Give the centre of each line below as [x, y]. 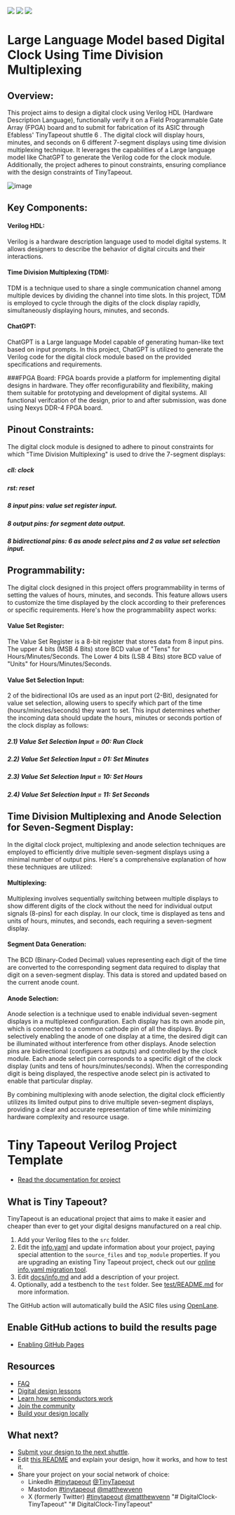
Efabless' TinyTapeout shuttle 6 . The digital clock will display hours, [106, 135]
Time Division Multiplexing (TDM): [58, 272]
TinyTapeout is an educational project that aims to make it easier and [107, 1219]
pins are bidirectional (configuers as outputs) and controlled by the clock [112, 1051]
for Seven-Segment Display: [70, 828]
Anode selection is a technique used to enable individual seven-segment [112, 1014]
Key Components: [47, 208]
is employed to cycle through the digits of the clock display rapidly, [104, 302]
